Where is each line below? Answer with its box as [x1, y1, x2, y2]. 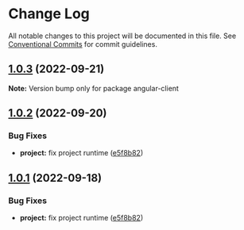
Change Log [8, 5, 90, 23]
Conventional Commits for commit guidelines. [8, 39, 157, 48]
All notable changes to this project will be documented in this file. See [8, 31, 237, 40]
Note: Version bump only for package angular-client [8, 83, 179, 93]
